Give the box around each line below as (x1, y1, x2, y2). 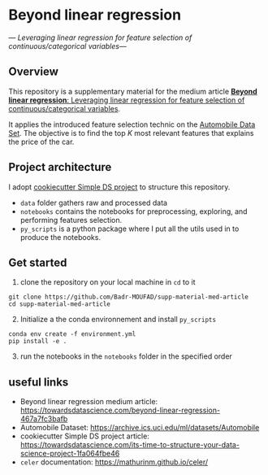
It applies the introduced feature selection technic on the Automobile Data (8, 120, 256, 129)
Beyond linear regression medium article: (19, 397, 158, 407)
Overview (8, 65, 59, 79)
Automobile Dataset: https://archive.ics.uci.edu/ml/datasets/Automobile (19, 423, 260, 433)
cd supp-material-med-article (8, 300, 111, 308)
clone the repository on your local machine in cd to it (19, 277, 196, 287)
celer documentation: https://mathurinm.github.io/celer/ (19, 457, 209, 467)
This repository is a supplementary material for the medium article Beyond (8, 86, 257, 96)
